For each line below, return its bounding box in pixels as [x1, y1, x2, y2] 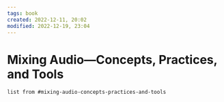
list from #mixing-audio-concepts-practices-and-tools [7, 89, 167, 96]
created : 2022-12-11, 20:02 [7, 16, 87, 23]
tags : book [7, 10, 38, 17]
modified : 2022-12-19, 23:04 [7, 22, 90, 29]
